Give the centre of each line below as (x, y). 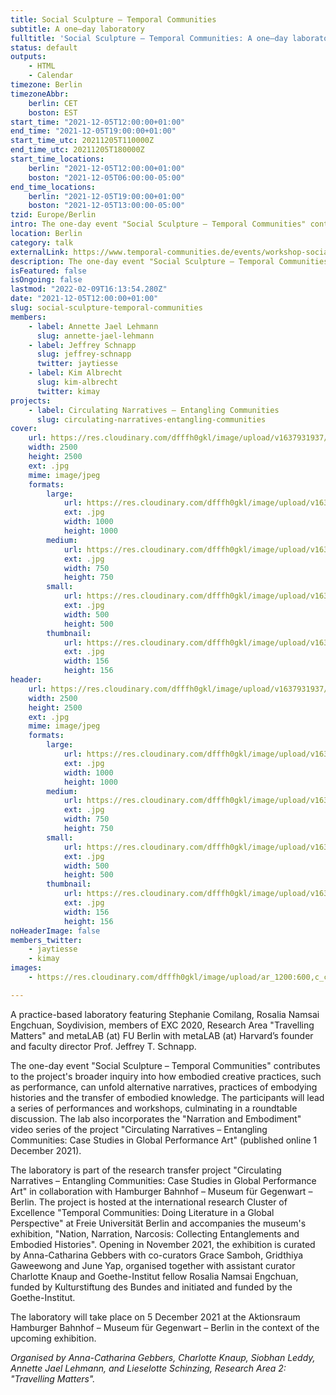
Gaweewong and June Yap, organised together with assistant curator (153, 1265)
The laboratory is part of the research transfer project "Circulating (146, 1170)
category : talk (42, 242)
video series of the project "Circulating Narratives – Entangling (139, 1129)
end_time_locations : (53, 187)
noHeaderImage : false (55, 931)
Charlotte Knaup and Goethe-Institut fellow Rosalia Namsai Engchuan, (154, 1276)
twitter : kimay (68, 391)
